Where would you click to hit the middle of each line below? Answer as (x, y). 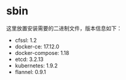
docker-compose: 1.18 (42, 53)
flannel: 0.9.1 (30, 72)
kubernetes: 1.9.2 (36, 65)
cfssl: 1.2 (26, 40)
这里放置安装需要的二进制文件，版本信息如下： (64, 28)
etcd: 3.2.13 (29, 59)
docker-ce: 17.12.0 (37, 47)
